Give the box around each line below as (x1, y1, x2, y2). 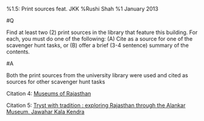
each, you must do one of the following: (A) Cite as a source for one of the (6, 35, 193, 42)
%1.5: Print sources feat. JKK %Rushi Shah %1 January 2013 (6, 5, 158, 12)
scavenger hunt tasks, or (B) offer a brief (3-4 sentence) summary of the (6, 42, 189, 49)
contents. (6, 48, 30, 55)
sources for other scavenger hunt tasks (6, 78, 105, 85)
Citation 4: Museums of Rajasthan (6, 90, 91, 97)
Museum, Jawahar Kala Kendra (6, 108, 85, 115)
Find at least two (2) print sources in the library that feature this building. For (6, 29, 198, 36)
